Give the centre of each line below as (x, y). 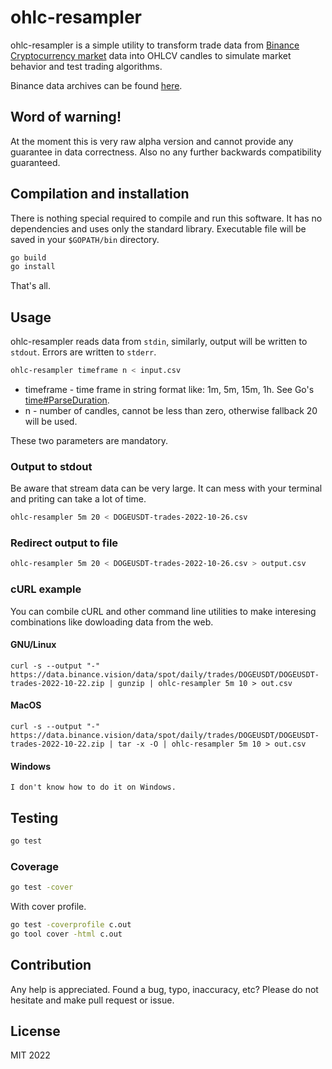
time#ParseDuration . (67, 400)
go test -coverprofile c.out (71, 925)
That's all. (30, 286)
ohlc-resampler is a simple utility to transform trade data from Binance (155, 45)
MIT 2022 (30, 1055)
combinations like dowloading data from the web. (112, 622)
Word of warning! (66, 117)
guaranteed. (35, 162)
